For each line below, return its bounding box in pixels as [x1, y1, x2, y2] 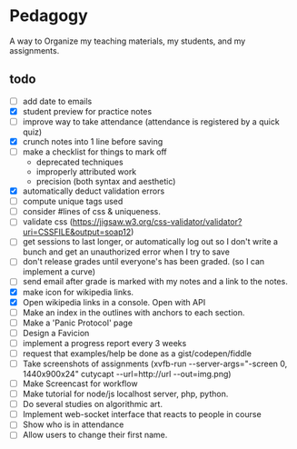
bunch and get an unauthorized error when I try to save [22, 246, 230, 257]
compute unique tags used [22, 196, 124, 207]
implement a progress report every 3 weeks [22, 337, 187, 348]
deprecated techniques [35, 156, 124, 168]
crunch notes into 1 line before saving [22, 135, 163, 146]
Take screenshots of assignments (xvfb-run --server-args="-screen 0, [22, 358, 288, 369]
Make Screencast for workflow [22, 378, 138, 389]
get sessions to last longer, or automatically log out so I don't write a [22, 236, 279, 247]
